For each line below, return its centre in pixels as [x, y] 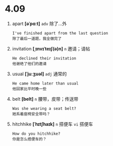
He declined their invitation [44, 58]
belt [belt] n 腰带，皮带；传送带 [45, 99]
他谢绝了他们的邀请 [29, 64]
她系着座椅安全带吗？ [31, 114]
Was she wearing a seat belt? [44, 108]
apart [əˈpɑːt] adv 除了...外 [39, 23]
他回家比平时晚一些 [29, 89]
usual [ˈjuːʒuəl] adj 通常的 [39, 74]
